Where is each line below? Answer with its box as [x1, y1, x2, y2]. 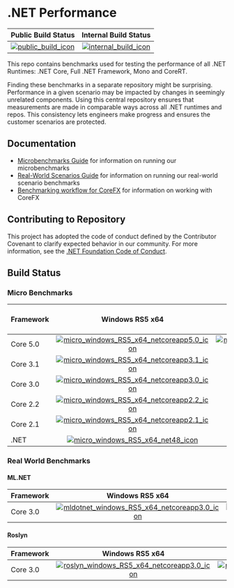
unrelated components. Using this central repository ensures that [7, 95, 194, 104]
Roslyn [7, 531, 28, 539]
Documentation [7, 138, 77, 150]
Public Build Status [10, 30, 75, 40]
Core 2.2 [10, 399, 40, 409]
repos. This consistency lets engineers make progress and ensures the [7, 110, 211, 118]
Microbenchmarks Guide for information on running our [17, 156, 177, 164]
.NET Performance [7, 5, 117, 21]
